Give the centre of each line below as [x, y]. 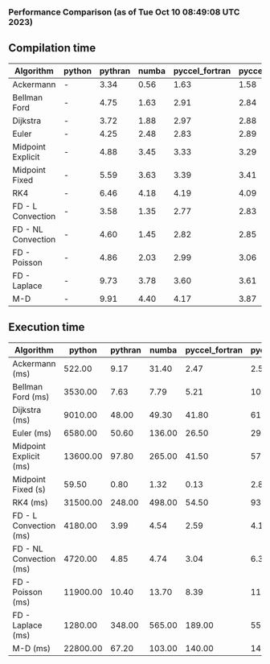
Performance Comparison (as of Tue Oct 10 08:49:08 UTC [124, 12]
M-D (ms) [31, 648]
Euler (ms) [32, 433]
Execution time [47, 327]
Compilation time [52, 48]
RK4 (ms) [30, 502]
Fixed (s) [29, 489]
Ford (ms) [31, 397]
